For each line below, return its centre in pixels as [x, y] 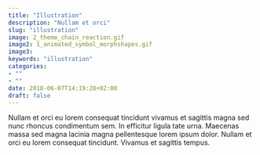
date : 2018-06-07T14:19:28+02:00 [63, 88]
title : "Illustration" [45, 15]
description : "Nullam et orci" [59, 23]
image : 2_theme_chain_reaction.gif [66, 37]
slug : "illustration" [44, 30]
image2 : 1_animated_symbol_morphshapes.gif [81, 45]
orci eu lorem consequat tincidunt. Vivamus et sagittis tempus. [109, 142]
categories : [27, 67]
